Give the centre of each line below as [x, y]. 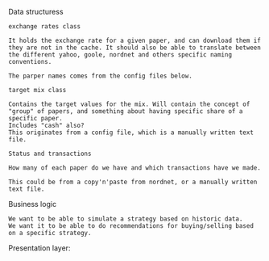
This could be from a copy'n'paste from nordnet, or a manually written [133, 182]
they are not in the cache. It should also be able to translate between [135, 48]
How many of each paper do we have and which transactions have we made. [135, 168]
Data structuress [36, 12]
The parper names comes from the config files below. [101, 76]
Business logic [33, 204]
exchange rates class [45, 27]
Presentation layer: [39, 248]
